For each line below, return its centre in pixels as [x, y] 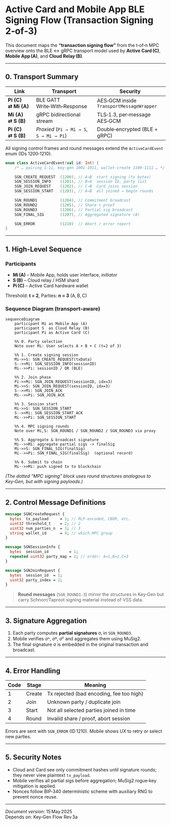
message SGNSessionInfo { [33, 547]
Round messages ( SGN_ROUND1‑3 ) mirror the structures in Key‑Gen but [91, 594]
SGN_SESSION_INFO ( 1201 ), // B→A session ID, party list [80, 182]
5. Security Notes [34, 757]
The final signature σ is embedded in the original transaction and [80, 644]
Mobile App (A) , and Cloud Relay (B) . [44, 56]
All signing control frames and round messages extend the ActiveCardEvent [84, 148]
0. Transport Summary [42, 77]
